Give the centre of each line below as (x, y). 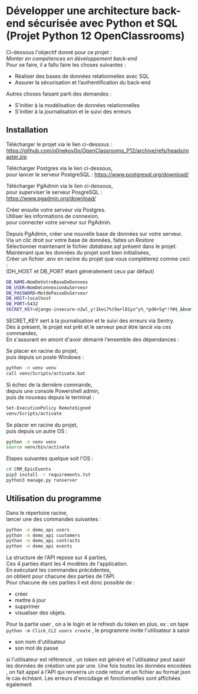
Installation (27, 130)
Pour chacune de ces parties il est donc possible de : (71, 583)
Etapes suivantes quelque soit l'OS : (50, 458)
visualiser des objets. (40, 613)
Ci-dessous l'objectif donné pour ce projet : (59, 52)
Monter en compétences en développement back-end (72, 58)
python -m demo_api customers (43, 535)
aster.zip (16, 157)
